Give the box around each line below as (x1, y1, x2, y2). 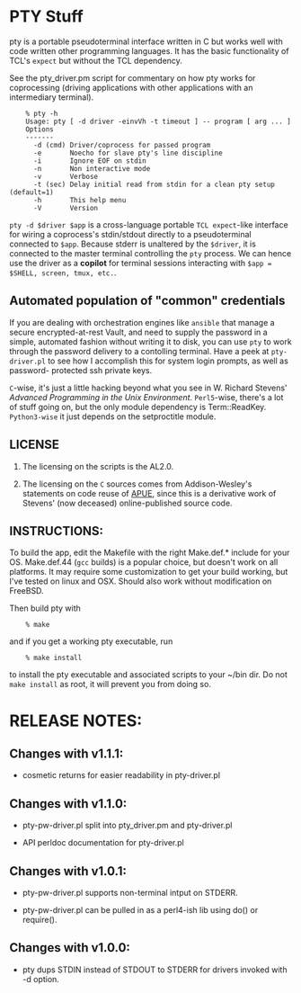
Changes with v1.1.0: (9, 796, 128, 811)
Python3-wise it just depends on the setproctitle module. (9, 411, 217, 422)
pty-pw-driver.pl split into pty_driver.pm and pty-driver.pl (22, 820, 233, 831)
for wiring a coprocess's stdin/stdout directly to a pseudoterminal (9, 228, 252, 239)
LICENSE (9, 437, 60, 452)
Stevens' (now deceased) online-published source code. (22, 497, 233, 508)
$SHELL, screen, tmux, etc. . (9, 267, 117, 278)
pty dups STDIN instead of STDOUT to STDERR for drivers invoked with (22, 964, 288, 975)
